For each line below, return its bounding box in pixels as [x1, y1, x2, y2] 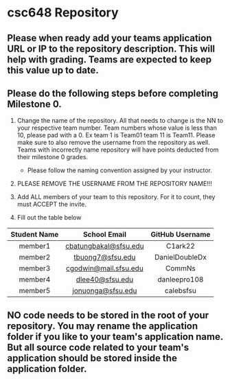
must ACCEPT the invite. [16, 200, 87, 209]
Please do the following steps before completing [7, 87, 218, 99]
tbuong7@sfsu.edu [73, 253, 136, 262]
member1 [19, 242, 51, 251]
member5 [19, 286, 51, 296]
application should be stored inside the [7, 352, 177, 364]
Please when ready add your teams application [7, 32, 212, 44]
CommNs [165, 264, 196, 273]
